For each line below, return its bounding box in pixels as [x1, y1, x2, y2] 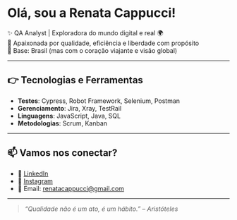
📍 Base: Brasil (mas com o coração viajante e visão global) [7, 46, 178, 54]
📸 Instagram [17, 176, 53, 185]
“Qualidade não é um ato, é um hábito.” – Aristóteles [24, 204, 178, 213]
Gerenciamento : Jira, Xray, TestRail [17, 104, 122, 112]
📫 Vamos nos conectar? [7, 147, 118, 159]
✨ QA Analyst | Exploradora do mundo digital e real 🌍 [7, 28, 164, 37]
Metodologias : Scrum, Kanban [17, 118, 108, 128]
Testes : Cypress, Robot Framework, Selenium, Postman [17, 97, 181, 105]
